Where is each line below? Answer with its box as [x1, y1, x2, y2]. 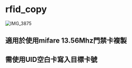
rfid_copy [5, 4, 47, 15]
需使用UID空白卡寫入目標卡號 [5, 55, 98, 64]
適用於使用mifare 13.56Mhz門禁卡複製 [5, 37, 127, 45]
